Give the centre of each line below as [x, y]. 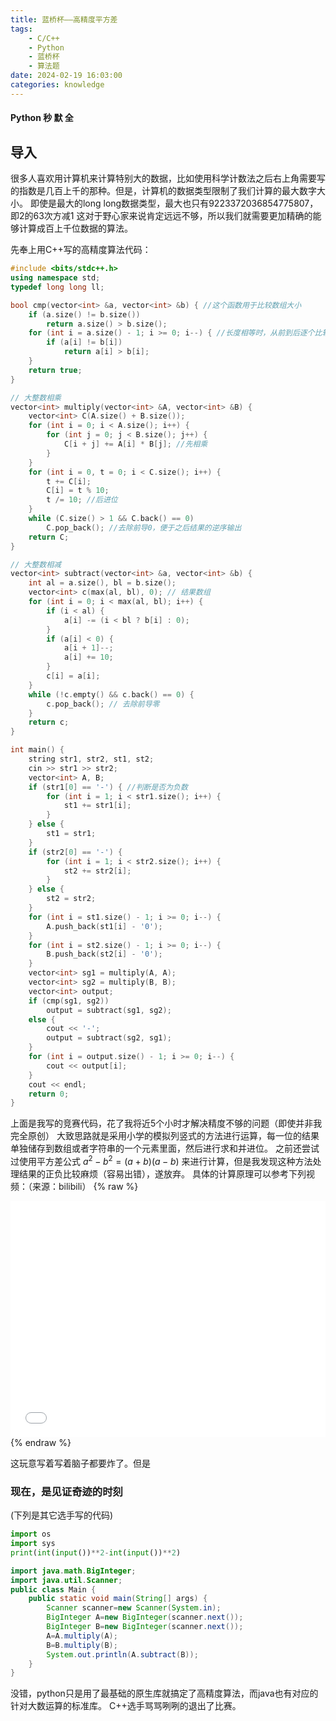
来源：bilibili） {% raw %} [85, 1186]
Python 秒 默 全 [42, 118]
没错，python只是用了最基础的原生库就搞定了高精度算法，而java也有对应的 [164, 1693]
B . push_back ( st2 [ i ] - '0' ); [104, 954]
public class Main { [53, 1589]
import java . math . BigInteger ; [73, 1571]
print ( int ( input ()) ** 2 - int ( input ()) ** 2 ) [96, 1552]
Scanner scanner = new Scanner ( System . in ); [134, 1608]
